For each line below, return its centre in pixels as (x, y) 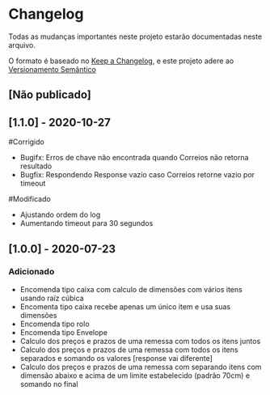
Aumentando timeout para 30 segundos (86, 223)
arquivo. (22, 45)
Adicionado (32, 272)
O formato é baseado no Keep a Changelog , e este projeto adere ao (121, 61)
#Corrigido (26, 142)
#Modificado (30, 199)
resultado (36, 166)
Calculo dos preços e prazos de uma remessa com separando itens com (141, 367)
